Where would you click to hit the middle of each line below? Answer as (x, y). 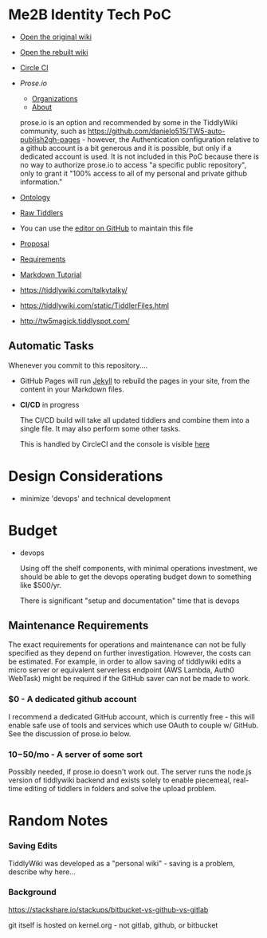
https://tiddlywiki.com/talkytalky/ (73, 290)
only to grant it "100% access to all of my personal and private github (133, 173)
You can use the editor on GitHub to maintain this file (106, 228)
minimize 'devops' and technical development (95, 498)
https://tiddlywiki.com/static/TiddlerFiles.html (94, 305)
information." (41, 182)
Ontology (35, 197)
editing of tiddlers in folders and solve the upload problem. (120, 789)
